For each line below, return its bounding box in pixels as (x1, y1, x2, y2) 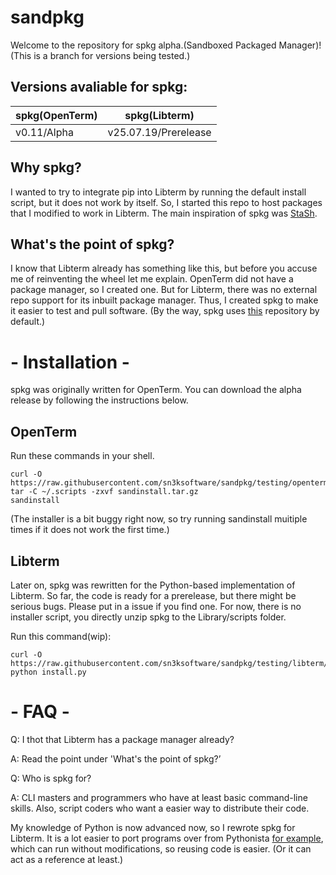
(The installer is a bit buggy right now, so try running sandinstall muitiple (10, 513, 308, 525)
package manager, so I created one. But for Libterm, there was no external (10, 284, 318, 296)
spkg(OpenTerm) (15, 108, 98, 122)
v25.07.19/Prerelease (107, 125, 212, 139)
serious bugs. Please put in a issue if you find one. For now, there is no (10, 600, 302, 612)
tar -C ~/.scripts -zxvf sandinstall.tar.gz (10, 487, 199, 497)
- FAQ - (10, 701, 70, 723)
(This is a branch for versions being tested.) (10, 49, 191, 61)
